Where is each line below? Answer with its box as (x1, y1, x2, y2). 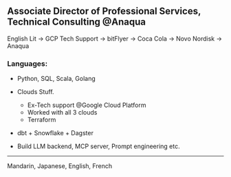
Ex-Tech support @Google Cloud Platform (27, 101, 146, 109)
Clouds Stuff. (16, 88, 54, 96)
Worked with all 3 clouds (27, 108, 98, 117)
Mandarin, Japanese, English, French (7, 162, 112, 170)
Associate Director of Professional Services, (7, 5, 201, 17)
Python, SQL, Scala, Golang (16, 75, 96, 83)
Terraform (27, 116, 56, 124)
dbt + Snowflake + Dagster (16, 129, 94, 137)
